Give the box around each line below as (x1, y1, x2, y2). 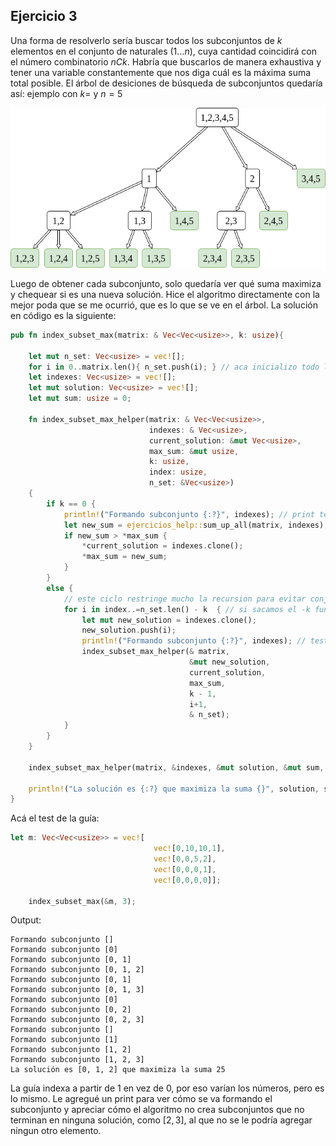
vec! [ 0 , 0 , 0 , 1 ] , (153, 864, 217, 874)
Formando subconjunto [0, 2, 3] (10, 1015, 145, 1025)
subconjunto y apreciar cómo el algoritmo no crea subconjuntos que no (10, 1104, 305, 1116)
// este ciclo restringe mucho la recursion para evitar (63, 594, 307, 604)
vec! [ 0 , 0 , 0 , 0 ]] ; (153, 875, 222, 885)
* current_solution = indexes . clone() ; (81, 541, 244, 551)
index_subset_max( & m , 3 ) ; (28, 896, 137, 906)
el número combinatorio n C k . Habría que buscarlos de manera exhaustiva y (10, 55, 322, 68)
